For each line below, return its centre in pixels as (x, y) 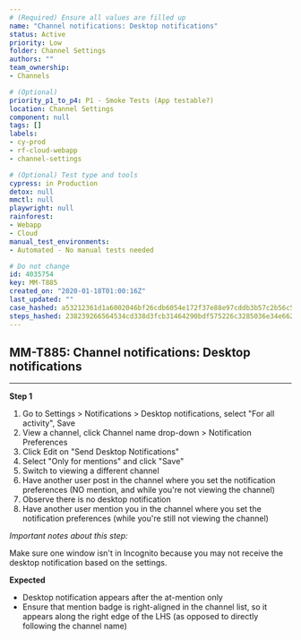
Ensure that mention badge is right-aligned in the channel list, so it (145, 607)
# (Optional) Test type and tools (74, 175)
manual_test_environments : (60, 242)
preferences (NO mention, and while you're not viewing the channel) (149, 490)
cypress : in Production (54, 183)
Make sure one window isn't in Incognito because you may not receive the (146, 553)
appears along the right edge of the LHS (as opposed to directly (140, 617)
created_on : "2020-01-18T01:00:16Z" (77, 291)
